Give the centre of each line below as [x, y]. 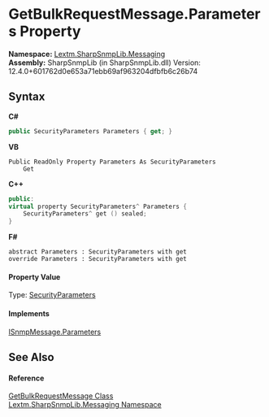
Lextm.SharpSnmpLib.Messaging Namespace [85, 405]
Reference [26, 378]
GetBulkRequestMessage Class [61, 396]
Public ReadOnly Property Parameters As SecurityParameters [113, 162]
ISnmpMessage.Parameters [55, 332]
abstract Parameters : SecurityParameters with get [98, 252]
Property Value [35, 276]
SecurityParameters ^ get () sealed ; [85, 214]
